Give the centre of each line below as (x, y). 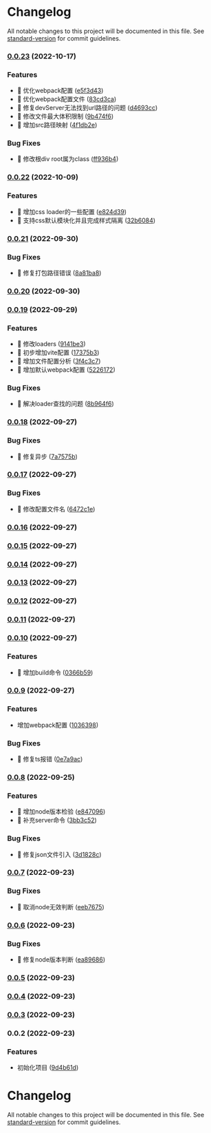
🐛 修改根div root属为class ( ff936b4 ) (68, 159)
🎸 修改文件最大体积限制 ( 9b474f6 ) (65, 116)
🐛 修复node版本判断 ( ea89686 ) (61, 959)
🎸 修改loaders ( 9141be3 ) (51, 344)
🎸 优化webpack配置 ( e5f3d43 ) (60, 91)
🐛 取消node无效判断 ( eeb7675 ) (60, 907)
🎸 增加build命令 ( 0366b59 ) (55, 673)
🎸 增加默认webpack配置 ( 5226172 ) (66, 370)
